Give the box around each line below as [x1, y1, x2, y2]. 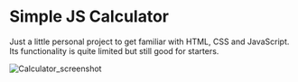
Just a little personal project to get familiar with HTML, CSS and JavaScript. [9, 36, 290, 47]
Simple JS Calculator [9, 6, 170, 27]
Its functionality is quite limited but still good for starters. [9, 45, 219, 56]
